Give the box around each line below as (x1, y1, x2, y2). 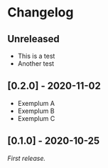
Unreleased (7, 33, 60, 45)
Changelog (7, 4, 74, 21)
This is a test (17, 51, 55, 60)
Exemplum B (17, 107, 55, 115)
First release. (7, 154, 46, 162)
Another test (17, 59, 55, 68)
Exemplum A (17, 99, 55, 107)
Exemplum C (17, 114, 55, 122)
